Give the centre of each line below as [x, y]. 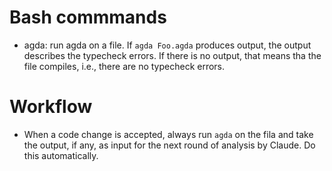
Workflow [51, 107]
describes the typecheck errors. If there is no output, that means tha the [172, 55]
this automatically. [61, 155]
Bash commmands [88, 17]
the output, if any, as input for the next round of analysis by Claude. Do [169, 145]
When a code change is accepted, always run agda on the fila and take [168, 134]
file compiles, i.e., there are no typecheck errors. [124, 66]
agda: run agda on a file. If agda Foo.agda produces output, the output [167, 45]
